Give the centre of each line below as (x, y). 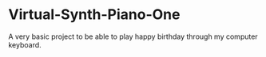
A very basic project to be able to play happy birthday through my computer (133, 36)
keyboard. (25, 44)
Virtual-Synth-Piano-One (94, 15)
